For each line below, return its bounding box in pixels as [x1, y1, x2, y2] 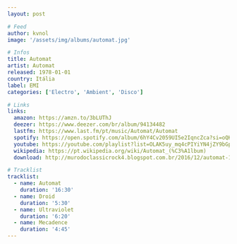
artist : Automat [7, 62, 55, 69]
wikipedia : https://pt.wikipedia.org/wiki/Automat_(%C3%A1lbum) [13, 147, 207, 154]
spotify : [13, 134, 39, 141]
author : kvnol [7, 30, 49, 37]
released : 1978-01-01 [7, 69, 71, 76]
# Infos [7, 49, 30, 57]
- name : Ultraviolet [13, 206, 74, 213]
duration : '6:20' [20, 213, 71, 220]
